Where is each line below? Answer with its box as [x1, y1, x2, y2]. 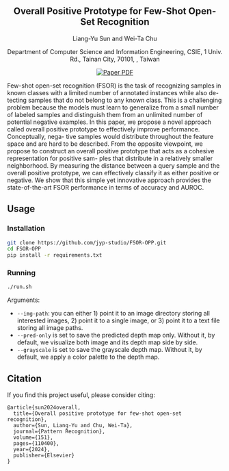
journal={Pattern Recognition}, [13, 428, 106, 435]
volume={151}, [13, 434, 53, 441]
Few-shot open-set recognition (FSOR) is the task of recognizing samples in [7, 81, 221, 90]
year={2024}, [13, 446, 51, 453]
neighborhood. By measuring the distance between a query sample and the [7, 161, 220, 170]
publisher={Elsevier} [13, 452, 75, 459]
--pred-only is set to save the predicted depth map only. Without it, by [16, 331, 215, 340]
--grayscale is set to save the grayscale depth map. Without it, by [16, 346, 203, 354]
